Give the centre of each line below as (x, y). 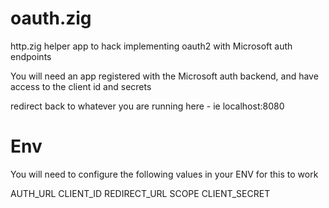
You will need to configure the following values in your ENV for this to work (164, 174)
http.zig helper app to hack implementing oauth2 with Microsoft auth (151, 46)
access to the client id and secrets (81, 86)
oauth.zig (51, 18)
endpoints (31, 56)
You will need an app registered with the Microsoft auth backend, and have (164, 76)
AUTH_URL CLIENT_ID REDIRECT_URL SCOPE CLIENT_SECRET (140, 193)
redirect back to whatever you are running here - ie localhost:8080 (147, 106)
